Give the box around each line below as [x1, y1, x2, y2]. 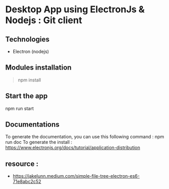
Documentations [5, 120, 60, 129]
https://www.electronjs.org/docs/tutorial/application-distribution [5, 144, 140, 151]
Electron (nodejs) [12, 49, 50, 54]
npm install [17, 77, 41, 83]
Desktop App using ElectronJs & [5, 4, 145, 15]
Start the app [5, 92, 48, 100]
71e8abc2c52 [12, 178, 42, 185]
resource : [5, 159, 39, 168]
